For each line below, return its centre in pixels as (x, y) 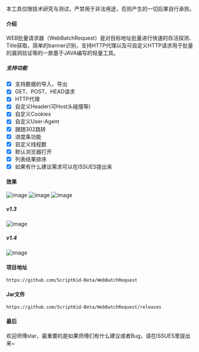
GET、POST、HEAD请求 (45, 92)
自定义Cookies (33, 114)
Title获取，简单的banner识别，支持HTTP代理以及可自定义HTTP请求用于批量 (99, 45)
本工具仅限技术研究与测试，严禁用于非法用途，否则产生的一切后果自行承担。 (100, 9)
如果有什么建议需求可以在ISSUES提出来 (63, 166)
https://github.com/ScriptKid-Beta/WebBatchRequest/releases (84, 307)
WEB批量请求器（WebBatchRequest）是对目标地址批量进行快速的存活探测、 (100, 38)
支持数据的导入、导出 (41, 84)
